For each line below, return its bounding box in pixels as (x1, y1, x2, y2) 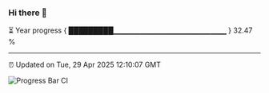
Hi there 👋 (8, 7, 48, 18)
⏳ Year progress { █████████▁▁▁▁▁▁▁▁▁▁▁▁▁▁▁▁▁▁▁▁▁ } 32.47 (8, 25, 253, 35)
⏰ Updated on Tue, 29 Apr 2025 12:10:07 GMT (8, 60, 162, 70)
